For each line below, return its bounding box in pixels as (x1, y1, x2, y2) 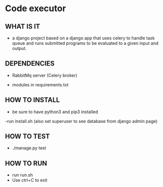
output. (12, 46, 27, 51)
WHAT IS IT (5, 22, 40, 31)
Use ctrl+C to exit (12, 177, 48, 183)
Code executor (5, 3, 66, 14)
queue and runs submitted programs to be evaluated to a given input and (12, 40, 159, 46)
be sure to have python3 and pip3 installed (12, 109, 98, 115)
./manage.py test (12, 145, 46, 151)
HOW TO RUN (5, 159, 47, 168)
